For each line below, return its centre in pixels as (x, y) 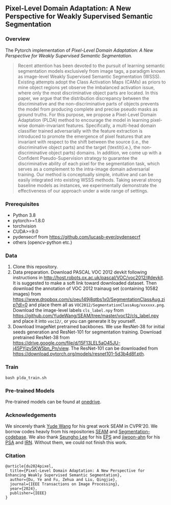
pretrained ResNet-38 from (41, 338)
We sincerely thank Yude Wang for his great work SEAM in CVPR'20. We (82, 426)
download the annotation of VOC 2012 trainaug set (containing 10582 (85, 288)
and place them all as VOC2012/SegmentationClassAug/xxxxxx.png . (97, 305)
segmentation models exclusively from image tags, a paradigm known (91, 71)
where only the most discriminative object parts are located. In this (88, 93)
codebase (16, 437)
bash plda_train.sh (26, 378)
